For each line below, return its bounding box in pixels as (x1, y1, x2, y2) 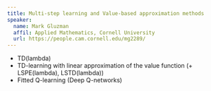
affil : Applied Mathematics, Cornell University (13, 29, 155, 36)
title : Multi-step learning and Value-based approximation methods (7, 10, 205, 17)
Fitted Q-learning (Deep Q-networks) (16, 76, 122, 84)
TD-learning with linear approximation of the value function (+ (16, 62, 193, 70)
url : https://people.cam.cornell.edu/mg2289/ (13, 36, 146, 42)
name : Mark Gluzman (13, 23, 69, 29)
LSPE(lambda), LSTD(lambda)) (16, 69, 104, 77)
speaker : (7, 16, 32, 23)
